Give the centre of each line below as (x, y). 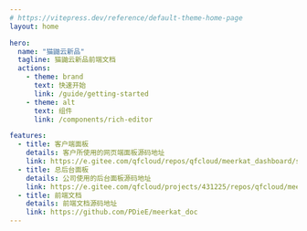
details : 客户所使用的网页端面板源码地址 (95, 153)
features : (28, 136)
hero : (20, 43)
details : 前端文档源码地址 (72, 204)
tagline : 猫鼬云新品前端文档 (67, 60)
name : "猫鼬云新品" (51, 51)
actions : (34, 68)
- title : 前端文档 (50, 195)
